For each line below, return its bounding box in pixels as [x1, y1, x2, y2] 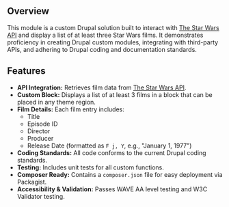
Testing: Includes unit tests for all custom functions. [16, 163, 164, 171]
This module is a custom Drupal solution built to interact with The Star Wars [7, 23, 220, 31]
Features [7, 65, 46, 77]
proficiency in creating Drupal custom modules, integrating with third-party [7, 38, 219, 46]
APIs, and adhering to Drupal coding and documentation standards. [7, 45, 197, 53]
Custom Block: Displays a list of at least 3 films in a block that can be [16, 90, 213, 98]
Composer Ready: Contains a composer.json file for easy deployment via [16, 170, 223, 178]
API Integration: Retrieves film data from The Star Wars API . [16, 83, 187, 92]
